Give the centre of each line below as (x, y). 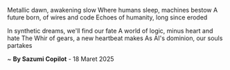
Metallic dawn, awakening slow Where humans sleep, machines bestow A (113, 10)
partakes (20, 45)
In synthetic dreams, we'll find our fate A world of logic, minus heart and (110, 31)
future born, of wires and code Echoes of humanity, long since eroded (107, 17)
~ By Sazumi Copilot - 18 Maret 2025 (61, 59)
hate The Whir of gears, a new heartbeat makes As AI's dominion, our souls (115, 38)
